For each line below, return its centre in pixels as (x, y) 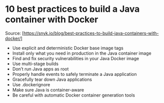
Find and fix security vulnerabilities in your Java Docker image (76, 58)
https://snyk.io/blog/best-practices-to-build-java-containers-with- (91, 33)
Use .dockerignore (31, 84)
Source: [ (14, 33)
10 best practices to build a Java (72, 9)
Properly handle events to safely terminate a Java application (74, 74)
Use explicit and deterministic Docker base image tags (68, 48)
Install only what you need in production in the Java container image (82, 53)
